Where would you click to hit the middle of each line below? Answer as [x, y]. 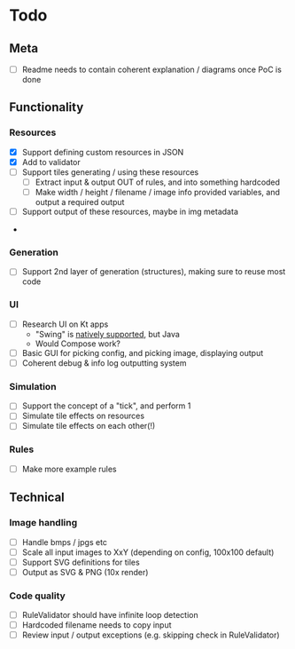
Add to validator [51, 162]
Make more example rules [69, 469]
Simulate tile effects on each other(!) [89, 426]
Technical [37, 498]
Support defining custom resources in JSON [103, 152]
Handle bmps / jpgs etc [65, 542]
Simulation [33, 386]
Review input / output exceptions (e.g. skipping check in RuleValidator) [151, 635]
